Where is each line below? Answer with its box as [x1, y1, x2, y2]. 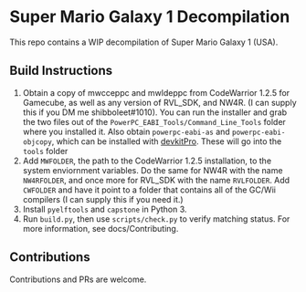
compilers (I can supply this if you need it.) [22, 193, 185, 204]
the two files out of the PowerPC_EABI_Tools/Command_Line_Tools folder [22, 116, 286, 127]
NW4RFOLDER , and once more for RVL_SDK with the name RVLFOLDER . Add [22, 174, 290, 185]
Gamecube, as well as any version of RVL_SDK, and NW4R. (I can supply [22, 97, 297, 108]
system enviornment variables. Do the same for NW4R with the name [22, 164, 283, 175]
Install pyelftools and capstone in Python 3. [22, 203, 187, 214]
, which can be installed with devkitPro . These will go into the [51, 135, 282, 147]
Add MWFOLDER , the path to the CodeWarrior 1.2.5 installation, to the [22, 155, 272, 166]
